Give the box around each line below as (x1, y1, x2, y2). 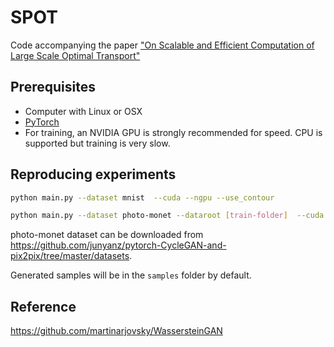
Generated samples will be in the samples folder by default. (10, 269, 252, 281)
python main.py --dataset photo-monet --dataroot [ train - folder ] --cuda (10, 211, 325, 221)
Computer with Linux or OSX (24, 105, 143, 117)
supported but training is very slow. (24, 137, 171, 149)
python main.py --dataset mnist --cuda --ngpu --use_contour (10, 192, 275, 203)
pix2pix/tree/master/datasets (10, 250, 130, 262)
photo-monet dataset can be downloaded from (10, 229, 204, 241)
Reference (10, 298, 77, 315)
